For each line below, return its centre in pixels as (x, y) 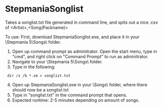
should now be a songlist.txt (40, 90)
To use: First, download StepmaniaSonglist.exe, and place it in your (72, 37)
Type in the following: (34, 67)
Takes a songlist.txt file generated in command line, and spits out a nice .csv (81, 22)
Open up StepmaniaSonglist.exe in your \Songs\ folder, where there (80, 85)
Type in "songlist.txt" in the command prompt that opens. (70, 95)
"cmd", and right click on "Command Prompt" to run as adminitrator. (80, 56)
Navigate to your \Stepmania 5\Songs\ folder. (57, 62)
